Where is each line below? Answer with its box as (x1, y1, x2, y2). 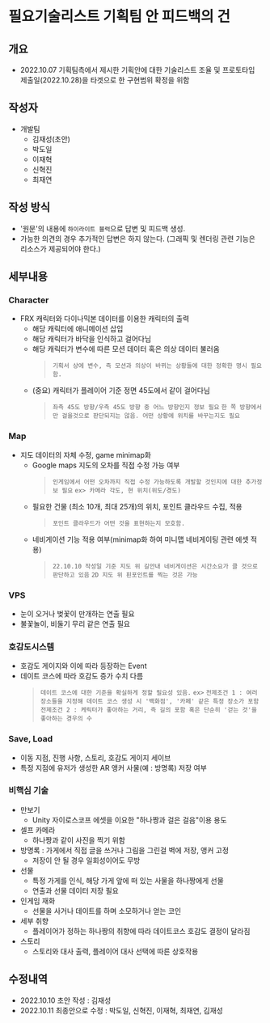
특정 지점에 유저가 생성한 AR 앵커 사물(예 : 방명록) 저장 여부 (19, 763, 208, 772)
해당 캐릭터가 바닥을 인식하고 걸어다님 (32, 334, 152, 344)
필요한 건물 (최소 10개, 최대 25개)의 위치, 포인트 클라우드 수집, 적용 (32, 501, 243, 511)
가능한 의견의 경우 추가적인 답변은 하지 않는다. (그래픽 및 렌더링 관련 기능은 (19, 234, 256, 243)
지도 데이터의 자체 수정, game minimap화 (19, 450, 152, 459)
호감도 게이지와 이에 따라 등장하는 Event (19, 661, 147, 671)
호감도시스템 (8, 640, 55, 652)
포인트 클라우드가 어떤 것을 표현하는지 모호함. (52, 519, 186, 527)
